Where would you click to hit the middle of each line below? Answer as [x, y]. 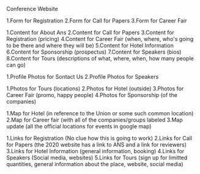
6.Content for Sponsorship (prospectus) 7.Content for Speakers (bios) [94, 52]
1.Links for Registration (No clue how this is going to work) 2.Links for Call [99, 138]
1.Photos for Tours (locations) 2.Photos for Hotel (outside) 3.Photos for [95, 89]
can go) [16, 65]
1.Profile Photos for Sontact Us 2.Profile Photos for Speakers [83, 77]
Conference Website [32, 9]
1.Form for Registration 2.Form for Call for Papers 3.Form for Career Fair [97, 20]
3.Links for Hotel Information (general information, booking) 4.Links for [95, 151]
